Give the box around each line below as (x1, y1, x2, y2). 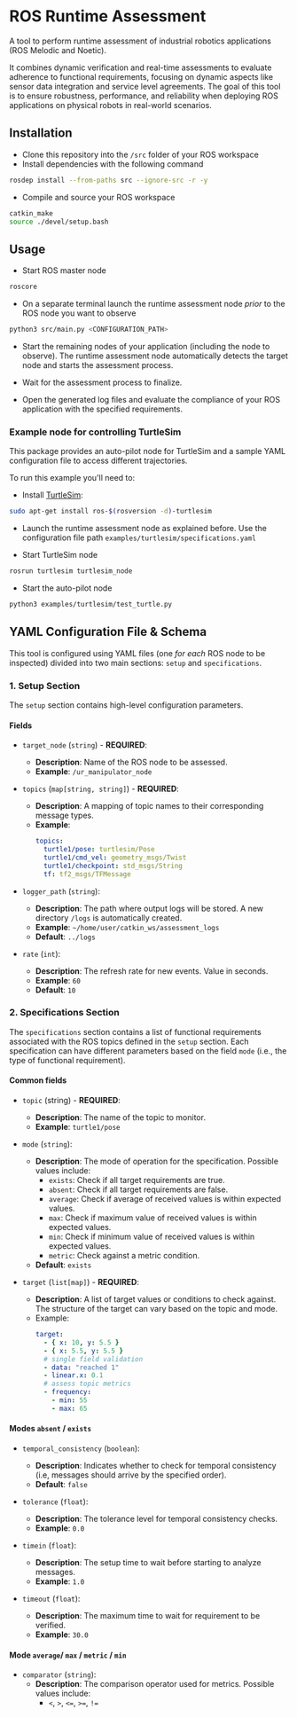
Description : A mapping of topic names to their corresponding (35, 801, 264, 811)
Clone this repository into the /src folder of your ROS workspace (21, 149, 259, 160)
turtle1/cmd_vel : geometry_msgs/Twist (43, 853, 187, 862)
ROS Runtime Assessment (9, 6, 207, 27)
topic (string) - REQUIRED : (21, 1095, 121, 1106)
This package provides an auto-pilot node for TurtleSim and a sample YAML (9, 446, 286, 457)
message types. (35, 810, 95, 821)
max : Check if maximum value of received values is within (48, 1212, 257, 1223)
